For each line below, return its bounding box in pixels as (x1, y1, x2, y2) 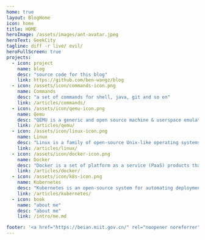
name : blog (17, 65, 45, 72)
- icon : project (12, 60, 53, 66)
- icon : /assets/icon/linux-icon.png (12, 128, 108, 134)
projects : (6, 54, 32, 60)
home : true (6, 9, 34, 15)
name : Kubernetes (17, 180, 62, 186)
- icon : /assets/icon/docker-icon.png (12, 151, 111, 157)
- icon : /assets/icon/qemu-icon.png (12, 105, 105, 112)
